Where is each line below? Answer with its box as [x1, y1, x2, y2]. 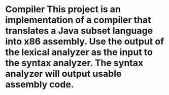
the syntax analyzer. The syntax [5, 57, 144, 69]
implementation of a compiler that [5, 14, 151, 26]
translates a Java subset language [5, 25, 153, 36]
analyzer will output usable [5, 68, 122, 79]
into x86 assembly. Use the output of [5, 36, 164, 47]
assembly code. [5, 79, 75, 90]
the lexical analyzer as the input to [5, 46, 153, 58]
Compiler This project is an [5, 4, 121, 15]
